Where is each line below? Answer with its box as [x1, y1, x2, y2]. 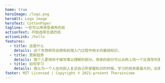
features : [5, 39, 26, 44]
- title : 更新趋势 [9, 52, 44, 58]
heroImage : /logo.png [5, 12, 50, 17]
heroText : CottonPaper [5, 21, 52, 26]
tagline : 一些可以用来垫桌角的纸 [5, 25, 65, 30]
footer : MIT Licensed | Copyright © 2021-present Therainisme [5, 71, 135, 76]
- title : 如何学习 [9, 62, 44, 66]
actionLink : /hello [5, 35, 45, 40]
